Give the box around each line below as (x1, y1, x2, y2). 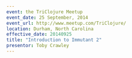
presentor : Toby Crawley (6, 43, 69, 49)
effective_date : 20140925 (6, 31, 72, 37)
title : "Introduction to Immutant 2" (6, 37, 102, 43)
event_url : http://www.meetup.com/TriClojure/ (6, 20, 127, 26)
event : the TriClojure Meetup (6, 8, 83, 15)
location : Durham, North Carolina (6, 25, 94, 32)
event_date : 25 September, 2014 (6, 14, 88, 21)
